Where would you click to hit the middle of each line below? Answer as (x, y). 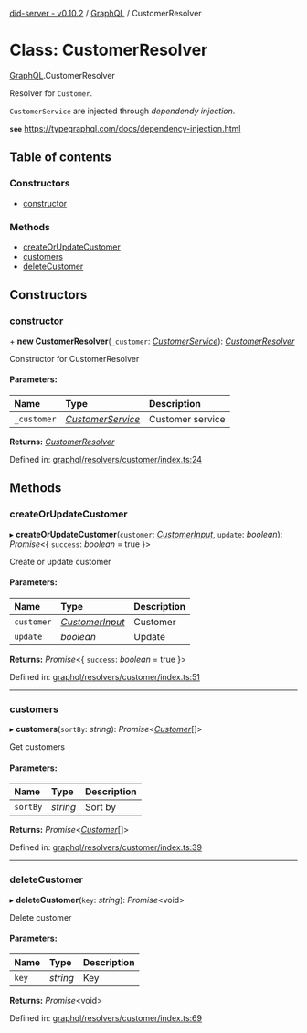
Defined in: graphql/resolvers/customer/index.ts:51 (105, 676)
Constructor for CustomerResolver (74, 358)
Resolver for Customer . (51, 93)
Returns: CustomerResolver (62, 442)
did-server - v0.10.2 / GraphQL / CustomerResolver (106, 13)
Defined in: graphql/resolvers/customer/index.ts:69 (106, 1017)
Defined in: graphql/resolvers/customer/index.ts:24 (106, 459)
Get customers (37, 747)
